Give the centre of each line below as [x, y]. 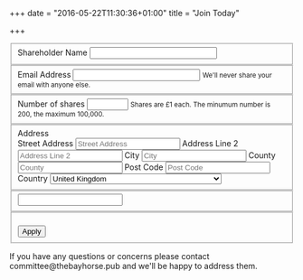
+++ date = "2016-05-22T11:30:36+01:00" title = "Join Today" [124, 13]
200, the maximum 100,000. [61, 115]
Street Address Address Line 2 [128, 143]
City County [200, 155]
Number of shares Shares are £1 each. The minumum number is [144, 104]
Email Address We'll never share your [145, 74]
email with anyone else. [54, 85]
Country [33, 178]
